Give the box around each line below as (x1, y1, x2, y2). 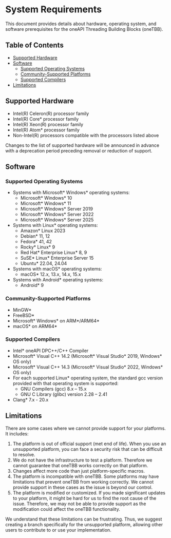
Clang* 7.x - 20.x (12, 396, 49, 402)
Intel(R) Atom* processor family (12, 127, 80, 133)
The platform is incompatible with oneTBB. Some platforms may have (12, 473, 159, 479)
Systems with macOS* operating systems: (12, 266, 102, 272)
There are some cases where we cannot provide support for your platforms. (5, 425, 166, 431)
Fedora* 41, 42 (20, 239, 52, 245)
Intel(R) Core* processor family (12, 116, 79, 122)
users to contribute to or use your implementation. (5, 527, 111, 533)
